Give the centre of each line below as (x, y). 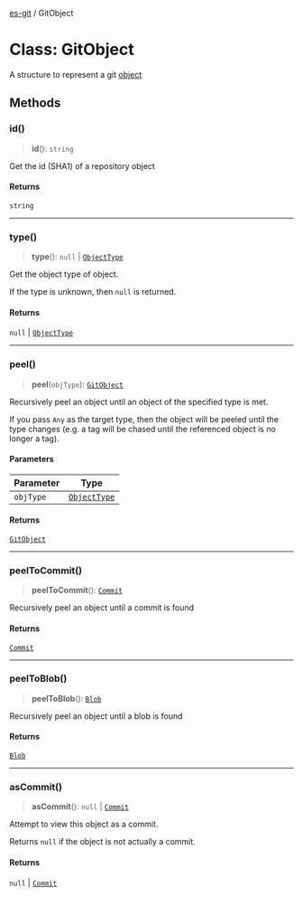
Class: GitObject (72, 50)
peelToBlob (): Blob (66, 698)
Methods (35, 103)
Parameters (32, 459)
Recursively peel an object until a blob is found (96, 716)
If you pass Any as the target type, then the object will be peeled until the (144, 419)
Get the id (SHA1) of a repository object (82, 165)
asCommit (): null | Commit (80, 807)
